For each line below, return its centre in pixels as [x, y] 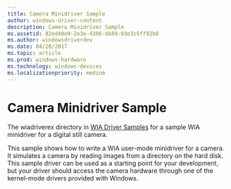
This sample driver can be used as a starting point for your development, [113, 164]
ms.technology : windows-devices [55, 66]
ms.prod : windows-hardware [47, 60]
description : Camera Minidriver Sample [66, 27]
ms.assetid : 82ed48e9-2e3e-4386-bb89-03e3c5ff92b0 [83, 33]
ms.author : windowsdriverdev [50, 40]
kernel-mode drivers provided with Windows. [73, 178]
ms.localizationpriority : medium [56, 73]
